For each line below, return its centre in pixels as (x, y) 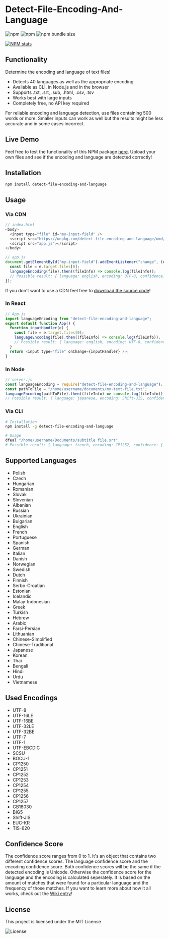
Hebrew (21, 617)
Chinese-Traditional (33, 644)
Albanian (22, 505)
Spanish (21, 542)
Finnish (20, 580)
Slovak (19, 494)
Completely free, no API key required (51, 103)
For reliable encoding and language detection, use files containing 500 (78, 113)
